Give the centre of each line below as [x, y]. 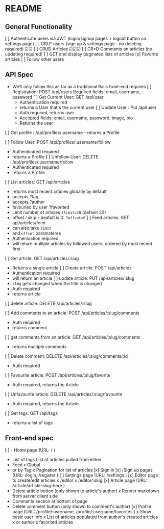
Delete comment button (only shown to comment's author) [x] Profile [82, 506]
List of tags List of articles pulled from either [57, 459]
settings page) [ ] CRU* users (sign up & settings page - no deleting [73, 44]
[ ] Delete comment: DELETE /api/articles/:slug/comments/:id [67, 356]
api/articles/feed [29, 223]
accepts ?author [28, 202]
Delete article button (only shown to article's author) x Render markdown [85, 491]
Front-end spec [29, 438]
